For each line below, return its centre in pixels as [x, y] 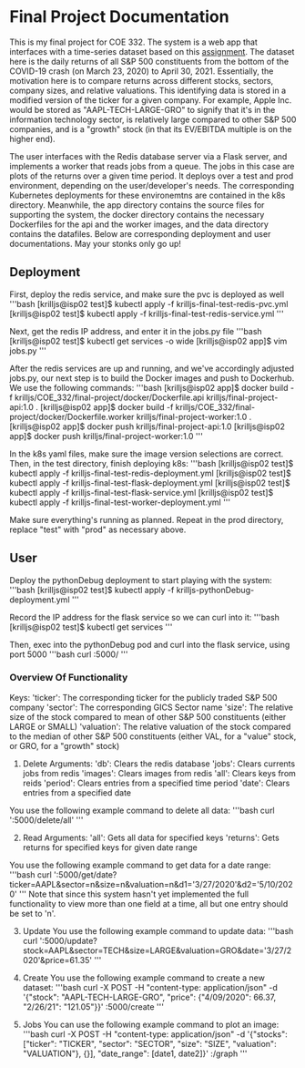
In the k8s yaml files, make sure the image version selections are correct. [147, 454]
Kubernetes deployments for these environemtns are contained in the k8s [147, 195]
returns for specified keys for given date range [110, 847]
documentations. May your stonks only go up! [96, 243]
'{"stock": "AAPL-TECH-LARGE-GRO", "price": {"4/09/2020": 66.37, [149, 997]
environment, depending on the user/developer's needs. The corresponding [152, 185]
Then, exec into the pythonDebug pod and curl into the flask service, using [150, 644]
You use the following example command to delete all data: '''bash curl [142, 810]
